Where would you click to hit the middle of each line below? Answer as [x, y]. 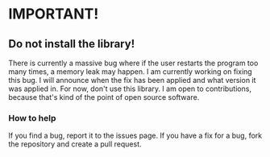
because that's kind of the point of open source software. [104, 97]
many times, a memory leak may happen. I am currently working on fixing [130, 72]
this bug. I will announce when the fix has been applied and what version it [132, 80]
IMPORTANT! [54, 14]
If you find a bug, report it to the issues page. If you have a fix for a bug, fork [135, 136]
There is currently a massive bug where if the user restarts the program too [133, 63]
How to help [32, 118]
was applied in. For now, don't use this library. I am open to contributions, [130, 89]
